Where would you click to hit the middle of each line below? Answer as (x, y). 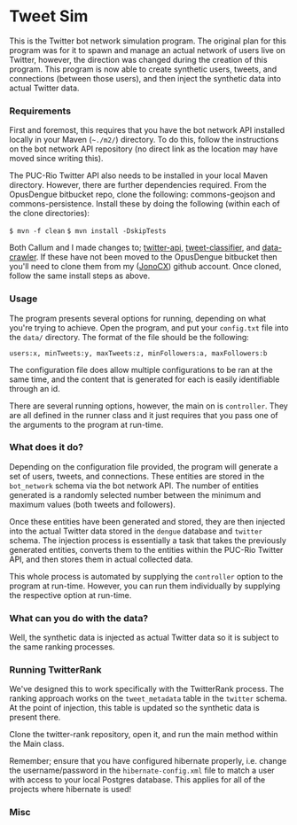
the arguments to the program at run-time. (86, 424)
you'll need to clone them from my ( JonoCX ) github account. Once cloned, (145, 267)
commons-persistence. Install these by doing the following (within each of (145, 204)
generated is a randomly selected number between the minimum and (135, 494)
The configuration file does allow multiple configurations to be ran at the (141, 370)
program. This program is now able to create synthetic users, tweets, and (143, 69)
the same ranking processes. (62, 647)
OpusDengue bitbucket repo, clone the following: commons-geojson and (142, 195)
